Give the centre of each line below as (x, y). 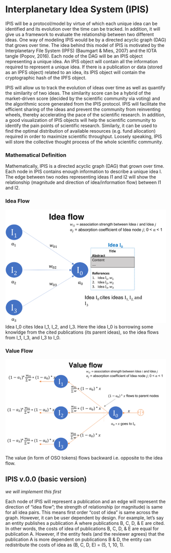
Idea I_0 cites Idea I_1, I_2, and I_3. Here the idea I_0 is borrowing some (79, 326)
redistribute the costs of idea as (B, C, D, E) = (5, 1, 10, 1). (65, 545)
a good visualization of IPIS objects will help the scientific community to (81, 120)
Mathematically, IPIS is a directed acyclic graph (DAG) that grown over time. (85, 166)
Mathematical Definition (36, 155)
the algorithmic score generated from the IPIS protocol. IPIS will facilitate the (86, 104)
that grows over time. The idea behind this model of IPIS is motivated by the (85, 45)
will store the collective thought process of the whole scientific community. (84, 142)
